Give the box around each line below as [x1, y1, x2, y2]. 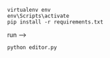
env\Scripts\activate [7, 12, 70, 19]
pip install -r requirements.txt [7, 19, 104, 26]
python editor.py [7, 44, 57, 51]
